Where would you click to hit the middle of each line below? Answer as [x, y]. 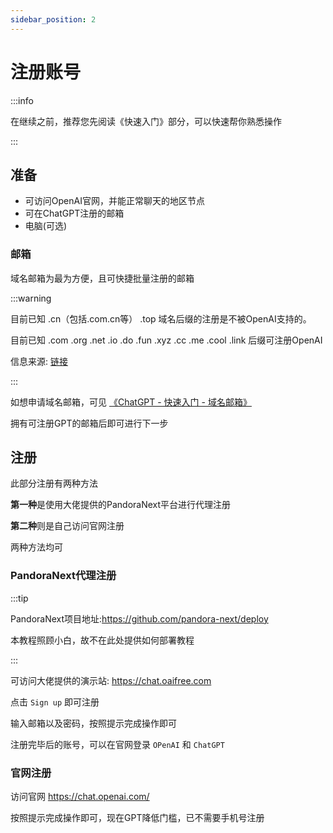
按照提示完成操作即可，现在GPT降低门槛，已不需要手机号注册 [137, 818]
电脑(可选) [46, 226]
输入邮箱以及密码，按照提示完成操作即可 [93, 723]
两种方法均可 [36, 547]
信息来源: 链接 [39, 361]
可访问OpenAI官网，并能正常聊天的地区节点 [114, 201]
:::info [22, 100]
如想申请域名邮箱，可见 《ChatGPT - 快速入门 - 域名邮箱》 [131, 402]
